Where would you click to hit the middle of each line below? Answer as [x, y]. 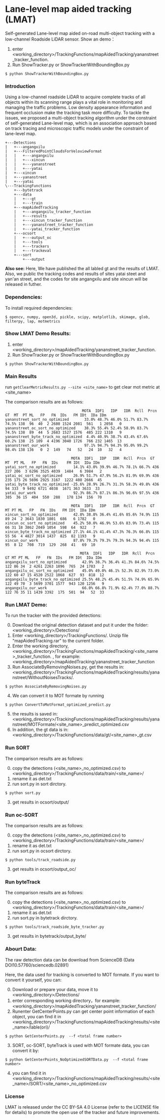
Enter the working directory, [40, 646]
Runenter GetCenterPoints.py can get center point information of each [83, 1011]
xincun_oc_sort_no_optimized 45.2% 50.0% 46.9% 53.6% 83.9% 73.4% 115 [82, 523]
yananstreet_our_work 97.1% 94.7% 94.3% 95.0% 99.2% [77, 445]
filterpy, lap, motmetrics [33, 321]
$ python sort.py [23, 793]
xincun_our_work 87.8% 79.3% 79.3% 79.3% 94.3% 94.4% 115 [82, 541]
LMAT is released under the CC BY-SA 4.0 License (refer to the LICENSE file [82, 1107]
